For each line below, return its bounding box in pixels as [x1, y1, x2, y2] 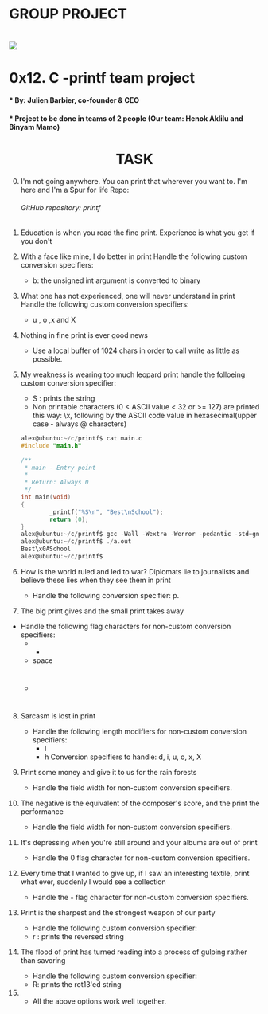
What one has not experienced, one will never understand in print [20, 291, 235, 300]
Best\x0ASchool [20, 545, 72, 554]
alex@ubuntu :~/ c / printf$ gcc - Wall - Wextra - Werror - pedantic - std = [20, 530, 253, 538]
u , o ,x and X [32, 315, 76, 324]
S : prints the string [32, 393, 95, 403]
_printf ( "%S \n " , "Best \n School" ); [49, 507, 164, 516]
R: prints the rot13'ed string [32, 980, 122, 989]
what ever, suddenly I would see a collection [20, 877, 166, 887]
